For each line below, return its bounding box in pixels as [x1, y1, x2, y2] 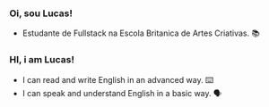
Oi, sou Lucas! [9, 7, 74, 20]
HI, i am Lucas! [9, 53, 74, 66]
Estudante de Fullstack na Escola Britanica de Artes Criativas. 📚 [22, 28, 260, 38]
